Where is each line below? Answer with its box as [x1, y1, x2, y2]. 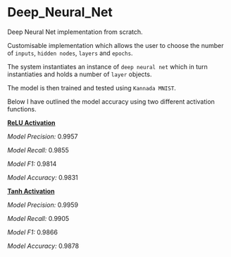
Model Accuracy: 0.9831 [7, 173, 79, 181]
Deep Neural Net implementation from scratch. [7, 28, 143, 36]
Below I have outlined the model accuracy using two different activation [7, 97, 215, 106]
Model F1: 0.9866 [7, 227, 58, 237]
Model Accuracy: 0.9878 [7, 241, 80, 250]
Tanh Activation [7, 186, 55, 195]
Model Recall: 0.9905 [7, 214, 70, 222]
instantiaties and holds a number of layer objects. [7, 70, 152, 78]
